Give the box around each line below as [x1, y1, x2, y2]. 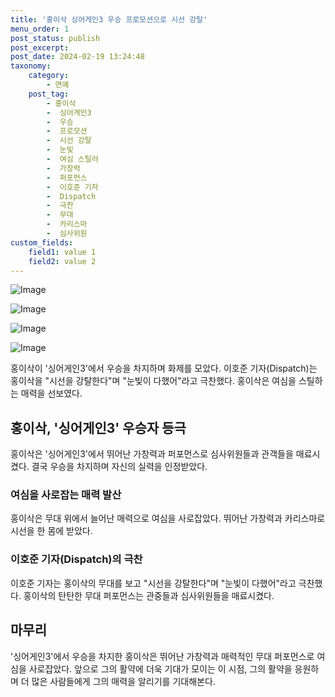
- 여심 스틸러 [46, 154, 99, 164]
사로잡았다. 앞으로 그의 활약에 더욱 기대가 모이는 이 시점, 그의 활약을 [28, 662, 293, 675]
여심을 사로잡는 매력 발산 [10, 488, 122, 502]
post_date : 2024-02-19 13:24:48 [10, 52, 145, 62]
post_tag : [28, 89, 70, 99]
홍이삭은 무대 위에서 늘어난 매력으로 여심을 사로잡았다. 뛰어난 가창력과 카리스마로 [10, 512, 326, 525]
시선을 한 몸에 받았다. [10, 525, 93, 537]
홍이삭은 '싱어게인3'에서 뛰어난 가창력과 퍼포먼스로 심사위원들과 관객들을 [10, 448, 294, 460]
